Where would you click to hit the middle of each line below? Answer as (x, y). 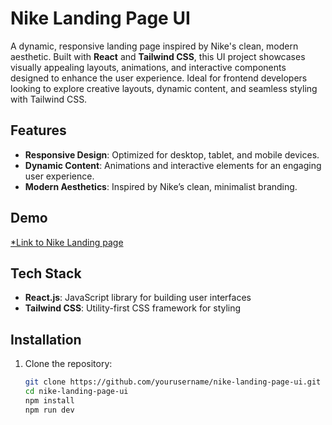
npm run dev (49, 410)
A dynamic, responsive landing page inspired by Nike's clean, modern (154, 46)
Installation (46, 339)
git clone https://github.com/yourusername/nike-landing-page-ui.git (173, 382)
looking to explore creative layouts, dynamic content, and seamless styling (164, 88)
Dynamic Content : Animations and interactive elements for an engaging (173, 165)
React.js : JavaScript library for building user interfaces (138, 298)
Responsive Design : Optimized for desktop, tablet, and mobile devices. (172, 154)
